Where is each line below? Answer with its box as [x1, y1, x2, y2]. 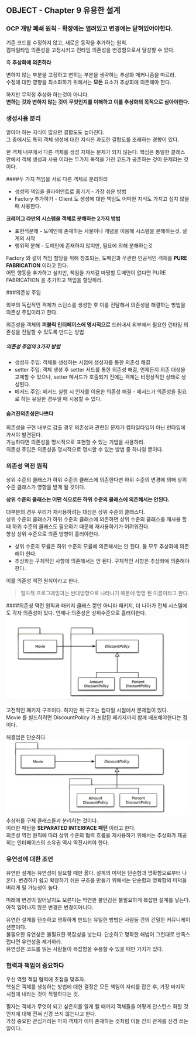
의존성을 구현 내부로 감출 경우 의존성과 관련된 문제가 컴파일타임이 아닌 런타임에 [6, 424, 186, 431]
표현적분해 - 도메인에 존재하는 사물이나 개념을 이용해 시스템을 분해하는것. [14, 227, 181, 234]
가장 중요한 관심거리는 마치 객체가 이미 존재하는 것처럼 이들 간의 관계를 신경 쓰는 [6, 1018, 189, 1025]
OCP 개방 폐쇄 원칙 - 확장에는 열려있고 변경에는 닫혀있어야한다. [6, 25, 173, 33]
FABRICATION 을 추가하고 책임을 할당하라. [6, 276, 104, 283]
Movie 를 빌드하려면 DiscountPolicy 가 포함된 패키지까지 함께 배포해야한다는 [6, 713, 181, 721]
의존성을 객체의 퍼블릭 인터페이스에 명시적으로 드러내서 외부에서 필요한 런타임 [6, 321, 183, 328]
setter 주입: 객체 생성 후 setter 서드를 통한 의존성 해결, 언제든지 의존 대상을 [14, 366, 186, 373]
